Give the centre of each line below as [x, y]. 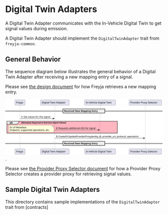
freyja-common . [21, 43]
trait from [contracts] [27, 207]
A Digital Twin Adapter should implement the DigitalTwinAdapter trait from [82, 38]
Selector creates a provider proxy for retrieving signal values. [69, 174]
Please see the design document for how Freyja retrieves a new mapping [81, 86]
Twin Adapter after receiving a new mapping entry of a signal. [69, 77]
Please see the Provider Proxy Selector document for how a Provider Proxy [83, 168]
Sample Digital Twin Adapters [53, 190]
